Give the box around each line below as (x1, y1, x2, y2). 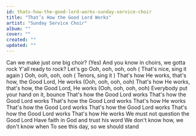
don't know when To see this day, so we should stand (6, 123, 139, 130)
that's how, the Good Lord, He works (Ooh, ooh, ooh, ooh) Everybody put (6, 84, 188, 91)
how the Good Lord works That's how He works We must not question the (6, 110, 189, 117)
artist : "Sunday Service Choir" (6, 20, 87, 26)
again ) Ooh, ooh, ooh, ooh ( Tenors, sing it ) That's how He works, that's (6, 72, 186, 79)
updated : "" (6, 43, 36, 49)
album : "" (6, 25, 31, 32)
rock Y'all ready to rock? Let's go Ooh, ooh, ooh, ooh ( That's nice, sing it (6, 65, 187, 72)
